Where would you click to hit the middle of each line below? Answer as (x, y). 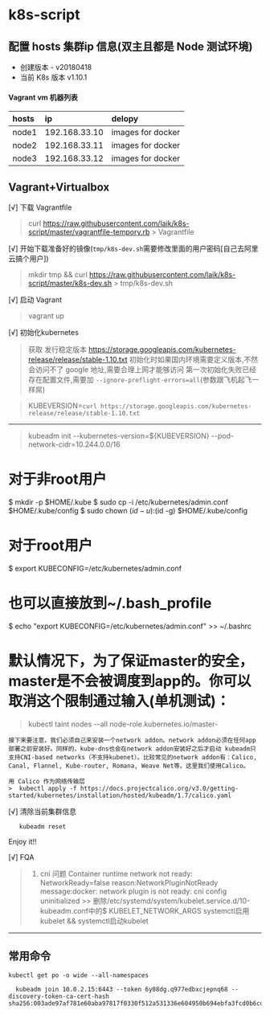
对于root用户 (51, 546)
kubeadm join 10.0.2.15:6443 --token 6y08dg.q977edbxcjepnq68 (122, 989)
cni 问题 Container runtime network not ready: (116, 873)
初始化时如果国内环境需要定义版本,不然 (194, 360)
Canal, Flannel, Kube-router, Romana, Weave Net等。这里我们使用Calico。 (129, 766)
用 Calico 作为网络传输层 (47, 781)
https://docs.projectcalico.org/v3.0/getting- (160, 788)
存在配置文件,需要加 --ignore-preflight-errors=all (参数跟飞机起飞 (140, 380)
